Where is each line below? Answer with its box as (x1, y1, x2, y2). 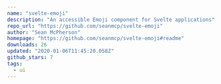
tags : (7, 60, 23, 67)
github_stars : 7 (7, 54, 53, 61)
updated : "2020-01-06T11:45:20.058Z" (7, 48, 115, 55)
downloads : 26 (7, 41, 48, 48)
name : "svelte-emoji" (7, 9, 69, 17)
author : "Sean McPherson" (7, 28, 80, 36)
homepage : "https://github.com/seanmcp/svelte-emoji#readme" (7, 35, 185, 42)
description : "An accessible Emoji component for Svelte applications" (7, 16, 215, 23)
